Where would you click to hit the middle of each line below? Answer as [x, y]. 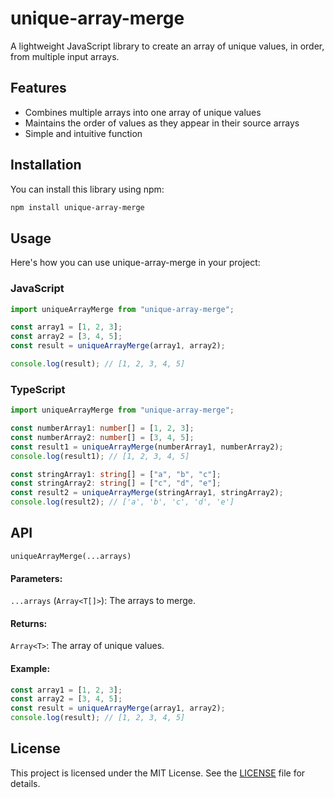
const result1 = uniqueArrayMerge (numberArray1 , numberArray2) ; [147, 447]
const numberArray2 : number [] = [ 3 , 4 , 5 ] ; [102, 437]
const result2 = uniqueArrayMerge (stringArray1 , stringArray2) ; [147, 493]
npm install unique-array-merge [77, 207]
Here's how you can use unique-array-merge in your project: [135, 263]
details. [25, 783]
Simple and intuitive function [83, 133]
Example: [30, 668]
